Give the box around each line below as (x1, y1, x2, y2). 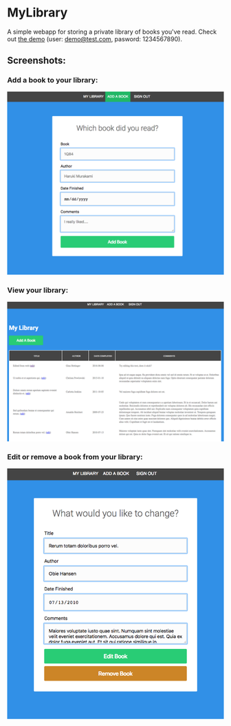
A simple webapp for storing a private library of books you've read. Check (7, 27, 217, 36)
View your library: (7, 285, 69, 295)
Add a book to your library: (7, 76, 98, 85)
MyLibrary (7, 5, 68, 21)
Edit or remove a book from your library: (7, 452, 143, 462)
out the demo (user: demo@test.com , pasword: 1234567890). (7, 34, 182, 43)
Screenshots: (7, 55, 67, 67)
